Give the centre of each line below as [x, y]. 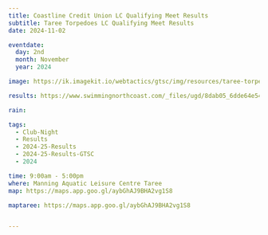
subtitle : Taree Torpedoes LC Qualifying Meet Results [101, 23]
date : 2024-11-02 [37, 30]
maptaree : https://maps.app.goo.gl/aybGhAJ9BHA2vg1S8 [100, 205]
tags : [17, 124]
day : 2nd [30, 53]
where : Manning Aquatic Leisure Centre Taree [85, 183]
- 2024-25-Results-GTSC [55, 155]
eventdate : [26, 45]
